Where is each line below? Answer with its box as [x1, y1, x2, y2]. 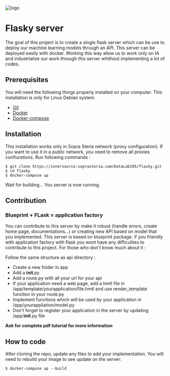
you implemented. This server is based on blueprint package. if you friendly [5, 234, 163, 240]
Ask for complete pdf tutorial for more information [5, 323, 113, 329]
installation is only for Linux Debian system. [5, 94, 96, 100]
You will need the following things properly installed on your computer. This [5, 89, 162, 95]
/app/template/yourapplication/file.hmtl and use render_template [12, 286, 148, 292]
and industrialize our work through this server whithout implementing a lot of [5, 55, 165, 61]
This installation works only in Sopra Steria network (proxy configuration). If [5, 143, 163, 149]
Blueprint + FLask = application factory [5, 211, 103, 218]
